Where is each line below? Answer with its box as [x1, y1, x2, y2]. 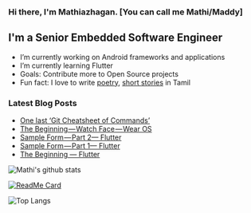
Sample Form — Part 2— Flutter [19, 132, 122, 142]
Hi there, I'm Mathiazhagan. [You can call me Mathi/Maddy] [8, 6, 243, 18]
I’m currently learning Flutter [19, 61, 114, 70]
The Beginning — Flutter [19, 150, 100, 160]
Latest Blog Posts [8, 97, 77, 108]
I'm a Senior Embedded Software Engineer [8, 31, 223, 45]
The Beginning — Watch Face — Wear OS [19, 124, 153, 134]
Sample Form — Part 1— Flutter [19, 141, 121, 151]
